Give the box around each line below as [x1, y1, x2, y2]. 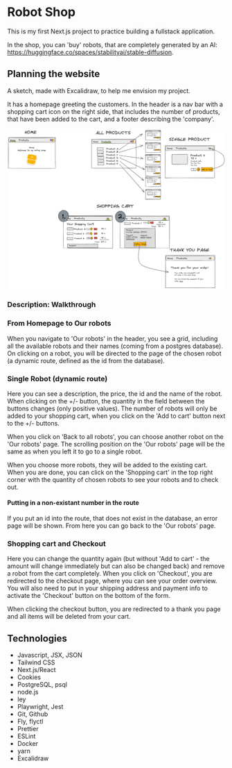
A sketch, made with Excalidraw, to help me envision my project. [7, 86, 190, 94]
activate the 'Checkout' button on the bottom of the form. [7, 592, 171, 600]
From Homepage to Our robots [7, 319, 111, 328]
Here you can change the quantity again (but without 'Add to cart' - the [7, 555, 210, 563]
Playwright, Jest [17, 703, 64, 711]
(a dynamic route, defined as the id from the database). [7, 356, 165, 365]
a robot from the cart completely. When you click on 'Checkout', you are [7, 569, 213, 578]
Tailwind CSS [17, 658, 55, 667]
